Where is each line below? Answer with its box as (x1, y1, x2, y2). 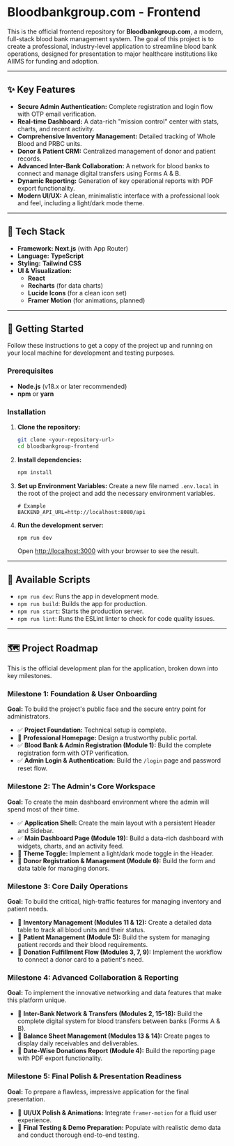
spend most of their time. (7, 805, 80, 814)
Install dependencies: (17, 455, 82, 464)
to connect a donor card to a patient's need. (17, 955, 144, 964)
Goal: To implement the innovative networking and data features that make (7, 989, 222, 997)
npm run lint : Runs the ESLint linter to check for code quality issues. (17, 615, 215, 623)
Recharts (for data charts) (27, 281, 103, 290)
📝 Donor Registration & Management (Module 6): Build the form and (17, 856, 216, 865)
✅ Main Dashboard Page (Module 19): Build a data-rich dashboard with (17, 834, 224, 842)
